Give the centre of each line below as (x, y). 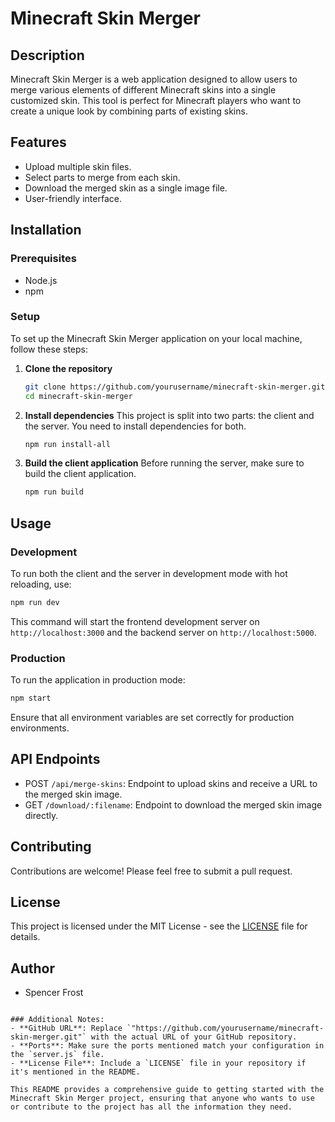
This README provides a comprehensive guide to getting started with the (167, 1090)
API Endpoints (55, 759)
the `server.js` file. (57, 1055)
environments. (40, 728)
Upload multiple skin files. (78, 166)
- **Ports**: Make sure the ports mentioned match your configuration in (167, 1046)
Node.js (41, 280)
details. (25, 937)
